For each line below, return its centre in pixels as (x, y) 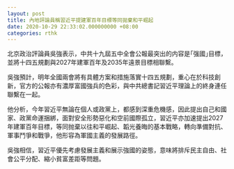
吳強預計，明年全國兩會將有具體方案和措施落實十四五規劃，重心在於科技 (111, 77)
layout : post (26, 14)
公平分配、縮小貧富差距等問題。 (59, 159)
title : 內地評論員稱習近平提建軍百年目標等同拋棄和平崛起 (80, 20)
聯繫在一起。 (25, 95)
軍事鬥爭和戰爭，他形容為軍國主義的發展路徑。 (74, 136)
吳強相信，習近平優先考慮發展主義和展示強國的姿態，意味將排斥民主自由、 (114, 150)
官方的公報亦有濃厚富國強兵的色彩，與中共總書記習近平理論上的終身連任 (123, 86)
